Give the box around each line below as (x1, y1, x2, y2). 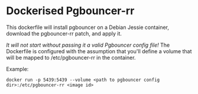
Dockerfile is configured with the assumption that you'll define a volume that (6, 47, 192, 54)
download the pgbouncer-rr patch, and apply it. (6, 30, 122, 37)
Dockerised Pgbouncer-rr (6, 4, 135, 18)
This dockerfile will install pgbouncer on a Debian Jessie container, (6, 24, 170, 31)
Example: (6, 65, 29, 72)
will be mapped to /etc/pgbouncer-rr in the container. (6, 54, 136, 61)
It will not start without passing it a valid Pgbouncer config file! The (6, 41, 170, 48)
